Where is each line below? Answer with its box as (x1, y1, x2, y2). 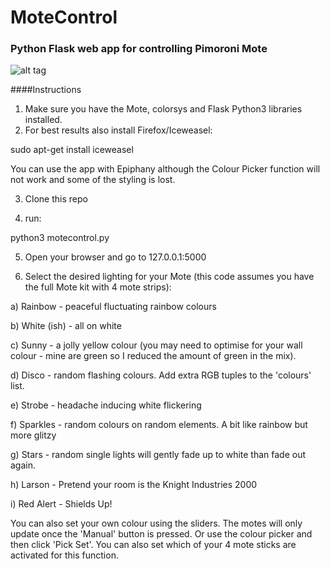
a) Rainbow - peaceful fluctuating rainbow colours (10, 301, 217, 313)
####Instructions (10, 84, 82, 96)
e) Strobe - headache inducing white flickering (10, 399, 202, 411)
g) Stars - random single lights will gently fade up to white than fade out (10, 449, 307, 461)
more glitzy (10, 429, 57, 441)
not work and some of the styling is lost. (10, 174, 176, 186)
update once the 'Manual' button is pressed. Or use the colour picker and (10, 528, 313, 540)
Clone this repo (24, 193, 88, 205)
